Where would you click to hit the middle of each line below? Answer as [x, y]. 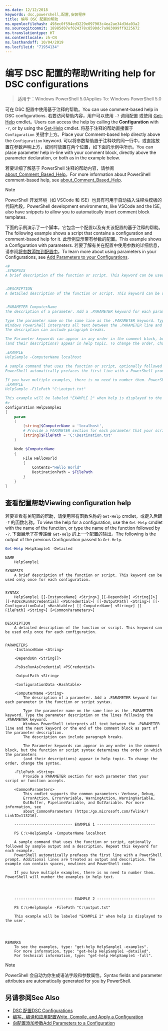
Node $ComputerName [34, 449]
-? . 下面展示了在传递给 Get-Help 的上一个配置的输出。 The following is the [81, 534]
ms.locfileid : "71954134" [32, 47]
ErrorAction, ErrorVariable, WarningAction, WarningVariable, [89, 798]
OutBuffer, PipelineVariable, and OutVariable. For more [83, 803]
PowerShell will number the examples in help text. [60, 877]
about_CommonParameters [48, 811]
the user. [15, 921]
